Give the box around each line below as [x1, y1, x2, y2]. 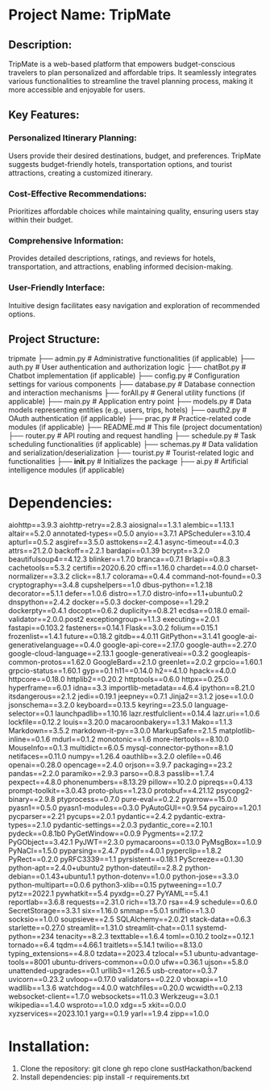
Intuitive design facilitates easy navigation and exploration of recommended [8, 300, 260, 310]
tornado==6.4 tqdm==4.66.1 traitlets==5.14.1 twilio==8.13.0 [8, 940, 203, 950]
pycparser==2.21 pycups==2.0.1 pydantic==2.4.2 [8, 812, 172, 821]
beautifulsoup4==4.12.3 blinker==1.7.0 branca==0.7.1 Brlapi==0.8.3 [8, 554, 231, 564]
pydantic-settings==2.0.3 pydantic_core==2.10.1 [52, 821, 213, 830]
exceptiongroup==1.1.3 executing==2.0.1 [85, 615, 220, 624]
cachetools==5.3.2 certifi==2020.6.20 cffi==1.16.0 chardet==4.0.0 [8, 563, 229, 573]
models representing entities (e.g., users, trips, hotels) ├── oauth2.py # [8, 405, 247, 415]
